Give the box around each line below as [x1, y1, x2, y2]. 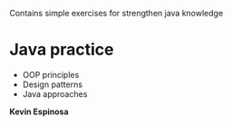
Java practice [9, 40, 114, 60]
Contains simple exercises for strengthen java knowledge [9, 8, 224, 18]
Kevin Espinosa [9, 106, 70, 117]
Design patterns [22, 79, 83, 90]
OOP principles [22, 69, 80, 80]
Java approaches [22, 88, 88, 99]
